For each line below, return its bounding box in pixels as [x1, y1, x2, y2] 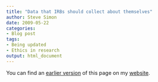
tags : [6, 36, 20, 42]
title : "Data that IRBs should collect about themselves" [6, 8, 153, 15]
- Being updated [6, 42, 46, 48]
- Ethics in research [6, 48, 60, 53]
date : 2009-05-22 [6, 20, 49, 26]
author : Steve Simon [6, 14, 58, 20]
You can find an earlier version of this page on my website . [6, 69, 150, 76]
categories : [6, 25, 36, 31]
